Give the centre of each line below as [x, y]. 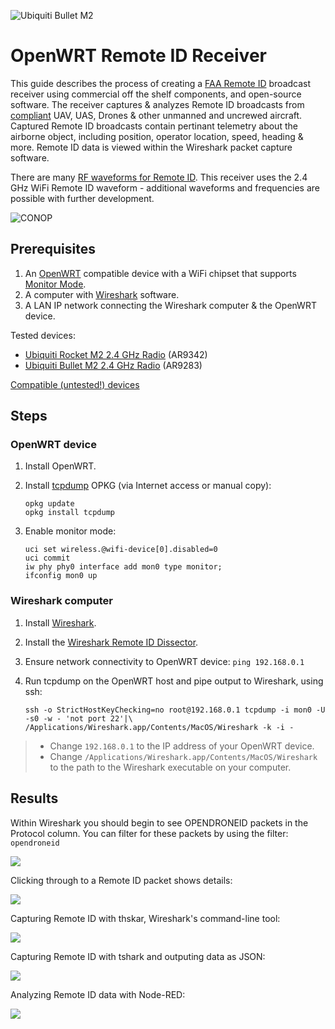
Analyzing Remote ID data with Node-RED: [98, 994]
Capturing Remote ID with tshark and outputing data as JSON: [138, 956]
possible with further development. [82, 198]
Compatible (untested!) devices [75, 384]
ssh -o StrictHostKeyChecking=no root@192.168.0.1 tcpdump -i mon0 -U [175, 710]
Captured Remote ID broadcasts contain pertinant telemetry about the [154, 126]
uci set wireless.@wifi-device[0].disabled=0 [121, 550]
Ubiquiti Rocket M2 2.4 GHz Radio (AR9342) [116, 354]
